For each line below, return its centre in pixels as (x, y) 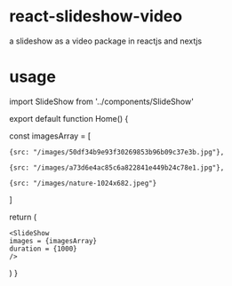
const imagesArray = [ (50, 136)
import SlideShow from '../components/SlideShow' (101, 101)
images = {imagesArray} (53, 241)
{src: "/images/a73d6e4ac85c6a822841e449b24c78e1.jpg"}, (117, 167)
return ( (23, 217)
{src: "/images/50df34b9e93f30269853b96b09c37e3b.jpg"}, (117, 152)
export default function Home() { (69, 118)
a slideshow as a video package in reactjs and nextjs (106, 41)
